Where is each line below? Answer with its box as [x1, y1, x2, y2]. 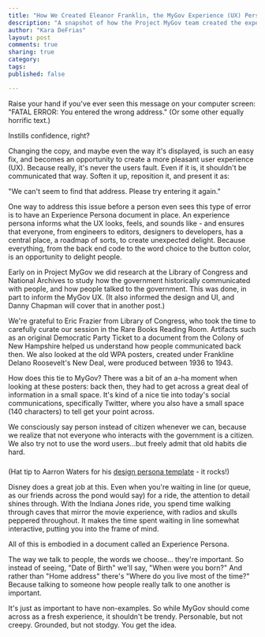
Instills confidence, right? [8, 131, 91, 140]
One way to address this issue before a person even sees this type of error [8, 202, 252, 211]
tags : [8, 63, 26, 71]
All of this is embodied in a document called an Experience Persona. [8, 539, 230, 549]
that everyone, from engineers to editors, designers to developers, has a [8, 226, 244, 237]
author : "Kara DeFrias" [8, 26, 87, 34]
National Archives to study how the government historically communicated [8, 275, 251, 285]
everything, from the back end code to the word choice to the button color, [8, 244, 252, 253]
